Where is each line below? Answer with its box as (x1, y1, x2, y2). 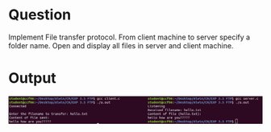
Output (8, 69, 56, 88)
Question (8, 6, 71, 24)
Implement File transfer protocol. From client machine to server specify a (8, 32, 251, 42)
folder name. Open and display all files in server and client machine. (8, 40, 234, 50)
